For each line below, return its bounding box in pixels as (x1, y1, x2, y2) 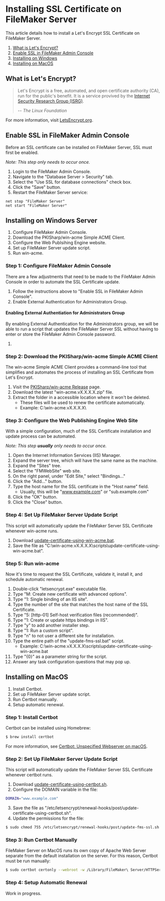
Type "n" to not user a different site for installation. (12, 633, 115, 639)
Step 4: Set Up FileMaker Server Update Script (5, 511, 118, 518)
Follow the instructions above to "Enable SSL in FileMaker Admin (12, 288, 143, 294)
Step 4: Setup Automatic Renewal (5, 879, 88, 886)
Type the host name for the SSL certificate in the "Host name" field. (12, 484, 149, 490)
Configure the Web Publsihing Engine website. (12, 240, 107, 246)
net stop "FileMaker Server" (5, 199, 65, 204)
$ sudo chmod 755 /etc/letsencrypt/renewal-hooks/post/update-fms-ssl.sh (5, 825, 160, 830)
